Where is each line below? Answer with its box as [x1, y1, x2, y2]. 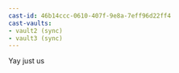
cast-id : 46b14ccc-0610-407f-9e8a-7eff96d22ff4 [8, 11, 172, 20]
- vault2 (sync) [8, 26, 63, 34]
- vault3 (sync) [8, 34, 63, 43]
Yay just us [8, 56, 45, 66]
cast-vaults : [8, 19, 52, 27]
